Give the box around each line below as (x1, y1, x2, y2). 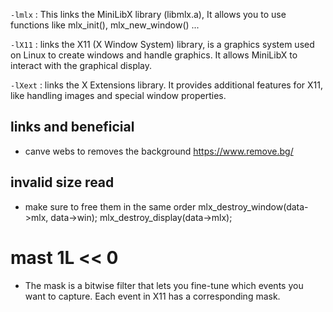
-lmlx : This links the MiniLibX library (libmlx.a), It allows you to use (10, 9, 287, 20)
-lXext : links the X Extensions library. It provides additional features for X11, (10, 79, 323, 91)
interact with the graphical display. (10, 60, 153, 71)
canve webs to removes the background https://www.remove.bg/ (24, 145, 294, 157)
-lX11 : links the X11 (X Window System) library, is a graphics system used (10, 39, 315, 50)
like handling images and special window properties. (10, 90, 227, 101)
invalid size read (10, 174, 115, 191)
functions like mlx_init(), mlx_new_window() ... (10, 19, 200, 31)
